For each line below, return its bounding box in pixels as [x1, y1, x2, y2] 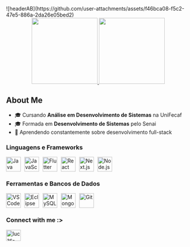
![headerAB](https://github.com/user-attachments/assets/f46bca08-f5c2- [6, 5, 185, 12]
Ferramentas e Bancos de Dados [6, 180, 101, 188]
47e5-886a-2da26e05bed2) [6, 11, 74, 18]
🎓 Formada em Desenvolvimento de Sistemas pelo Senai [14, 120, 157, 127]
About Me [6, 96, 43, 106]
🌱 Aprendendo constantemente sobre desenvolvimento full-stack [14, 128, 172, 136]
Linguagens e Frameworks [6, 143, 83, 151]
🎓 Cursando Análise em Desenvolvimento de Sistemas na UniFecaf [14, 111, 182, 119]
